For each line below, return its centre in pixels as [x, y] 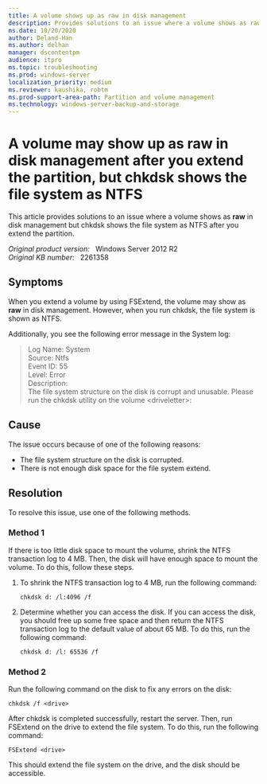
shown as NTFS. [35, 318]
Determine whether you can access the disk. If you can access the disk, [137, 612]
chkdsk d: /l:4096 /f [55, 597]
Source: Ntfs [48, 357]
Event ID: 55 [48, 366]
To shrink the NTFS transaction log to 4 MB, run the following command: [138, 583]
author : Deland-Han [41, 38]
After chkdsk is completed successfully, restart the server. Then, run [120, 719]
